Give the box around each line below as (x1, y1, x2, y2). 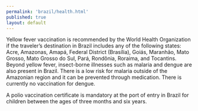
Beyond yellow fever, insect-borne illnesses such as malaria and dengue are (6, 61, 193, 68)
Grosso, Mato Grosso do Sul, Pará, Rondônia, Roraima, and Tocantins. (6, 55, 177, 62)
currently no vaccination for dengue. (6, 80, 95, 87)
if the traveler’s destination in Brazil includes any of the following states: (6, 42, 182, 49)
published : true (6, 14, 46, 20)
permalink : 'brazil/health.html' (6, 8, 89, 15)
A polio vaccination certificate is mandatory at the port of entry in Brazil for (6, 91, 189, 99)
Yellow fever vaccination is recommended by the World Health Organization (6, 36, 191, 43)
